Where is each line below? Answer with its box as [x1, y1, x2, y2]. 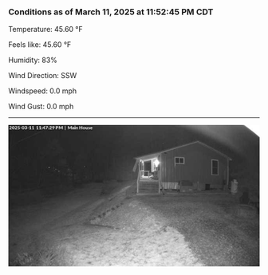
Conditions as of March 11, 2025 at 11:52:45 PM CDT [8, 6, 214, 18]
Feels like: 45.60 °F [8, 40, 72, 49]
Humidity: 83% [8, 55, 58, 65]
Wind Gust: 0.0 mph [8, 102, 74, 112]
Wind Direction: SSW [8, 71, 77, 81]
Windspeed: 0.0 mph [8, 86, 77, 96]
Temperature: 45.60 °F [8, 25, 84, 34]
